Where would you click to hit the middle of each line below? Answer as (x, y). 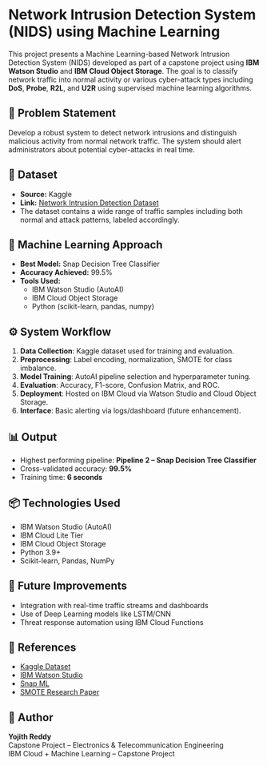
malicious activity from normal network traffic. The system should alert (125, 141)
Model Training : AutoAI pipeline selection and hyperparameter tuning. (135, 377)
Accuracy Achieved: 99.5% (66, 272)
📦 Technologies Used (65, 504)
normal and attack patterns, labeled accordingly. (100, 220)
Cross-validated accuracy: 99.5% (76, 469)
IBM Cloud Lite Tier (52, 535)
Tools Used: (40, 281)
